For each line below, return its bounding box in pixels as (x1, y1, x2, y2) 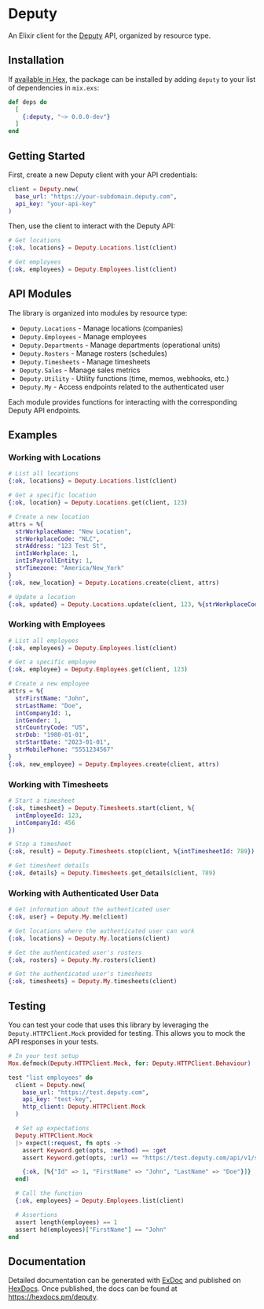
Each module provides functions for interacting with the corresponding (8, 397, 237, 406)
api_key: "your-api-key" (15, 200, 97, 208)
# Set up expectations (15, 1125, 90, 1133)
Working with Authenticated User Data (8, 887, 159, 898)
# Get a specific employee (8, 658, 97, 666)
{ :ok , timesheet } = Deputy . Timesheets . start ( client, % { (8, 804, 195, 812)
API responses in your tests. (8, 1037, 99, 1047)
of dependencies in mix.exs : (8, 83, 100, 92)
